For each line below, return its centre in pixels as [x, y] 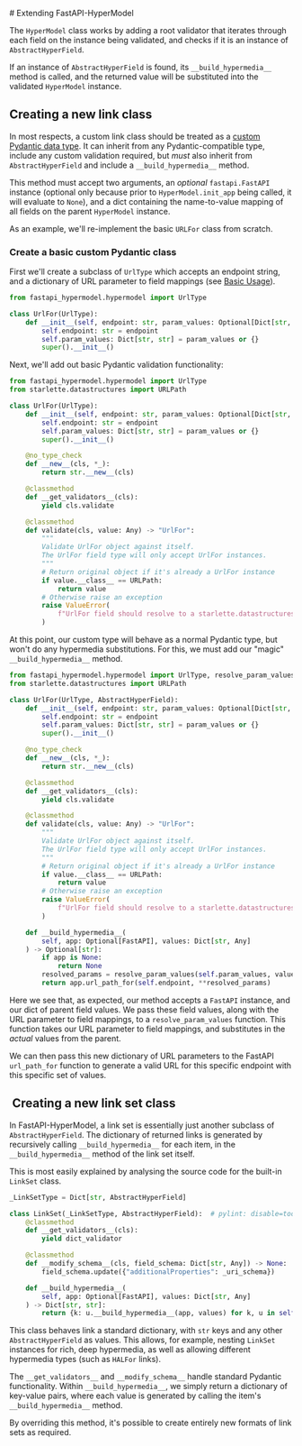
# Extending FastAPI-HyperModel [72, 13]
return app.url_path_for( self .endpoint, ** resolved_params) [156, 983]
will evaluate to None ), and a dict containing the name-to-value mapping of [147, 201]
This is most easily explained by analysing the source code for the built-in [146, 1171]
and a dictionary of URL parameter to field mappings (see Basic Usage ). [142, 281]
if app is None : [72, 958]
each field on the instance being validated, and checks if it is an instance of [149, 40]
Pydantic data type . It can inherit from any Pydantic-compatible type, [137, 146]
